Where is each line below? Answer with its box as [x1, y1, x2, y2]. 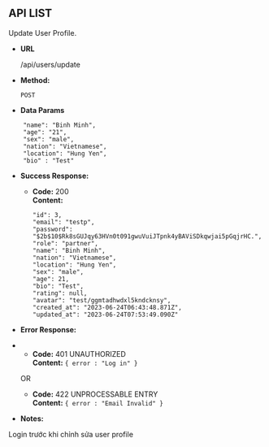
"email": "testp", [32, 218, 95, 226]
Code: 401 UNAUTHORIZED [32, 349, 126, 358]
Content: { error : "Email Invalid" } [32, 397, 164, 407]
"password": [32, 225, 73, 233]
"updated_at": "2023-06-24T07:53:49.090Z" [32, 310, 179, 319]
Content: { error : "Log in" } [32, 358, 138, 367]
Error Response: [20, 324, 77, 334]
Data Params [20, 105, 65, 115]
